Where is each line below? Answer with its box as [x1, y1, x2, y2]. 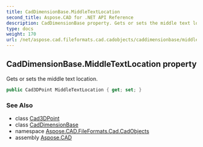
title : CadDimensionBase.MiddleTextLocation [6, 8, 120, 15]
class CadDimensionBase [14, 121, 79, 128]
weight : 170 [6, 31, 36, 37]
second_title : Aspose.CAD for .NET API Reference [6, 14, 134, 20]
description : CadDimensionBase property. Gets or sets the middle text [6, 20, 190, 26]
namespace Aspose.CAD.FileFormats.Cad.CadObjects [14, 127, 150, 134]
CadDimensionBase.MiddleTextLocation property [6, 59, 197, 69]
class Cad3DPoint [14, 114, 60, 122]
